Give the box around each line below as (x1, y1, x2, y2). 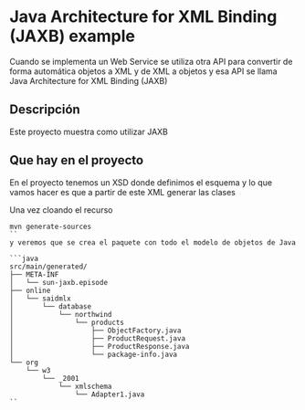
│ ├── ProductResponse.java (9, 342, 190, 351)
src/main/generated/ (9, 262, 89, 271)
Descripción (9, 102, 80, 118)
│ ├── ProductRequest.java (9, 333, 185, 343)
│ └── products (9, 318, 125, 327)
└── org (9, 358, 39, 367)
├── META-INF (9, 269, 59, 279)
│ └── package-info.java (9, 350, 178, 359)
